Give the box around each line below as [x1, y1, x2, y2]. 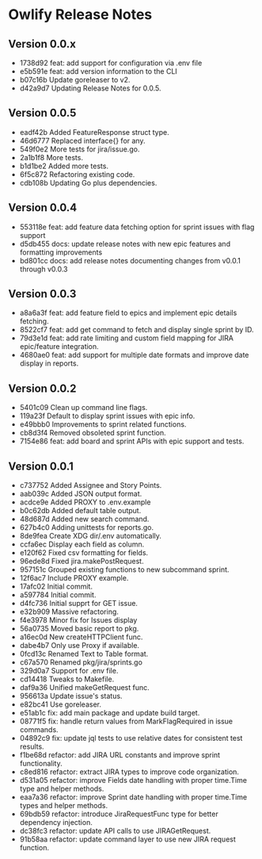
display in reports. [19, 359, 79, 368]
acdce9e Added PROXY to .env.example [19, 497, 151, 507]
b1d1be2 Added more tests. [19, 161, 109, 171]
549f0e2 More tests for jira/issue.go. [19, 144, 140, 154]
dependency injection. [19, 818, 93, 827]
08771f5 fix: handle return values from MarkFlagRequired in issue [19, 716, 234, 727]
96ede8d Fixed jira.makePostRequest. [19, 557, 144, 566]
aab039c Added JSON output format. [19, 489, 142, 499]
